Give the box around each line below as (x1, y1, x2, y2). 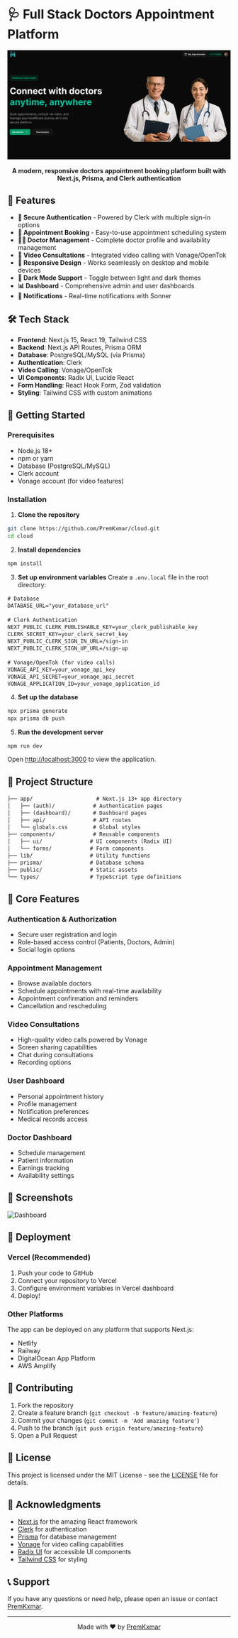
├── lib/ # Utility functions (7, 852, 151, 860)
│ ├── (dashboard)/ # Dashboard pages (7, 809, 147, 817)
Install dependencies (17, 545, 81, 554)
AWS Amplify (17, 1361, 57, 1370)
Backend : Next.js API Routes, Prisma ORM (17, 343, 142, 352)
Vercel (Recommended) (7, 1252, 91, 1262)
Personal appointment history (17, 1092, 104, 1101)
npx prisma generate (7, 707, 69, 714)
